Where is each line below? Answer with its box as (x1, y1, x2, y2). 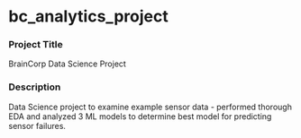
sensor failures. (8, 120, 67, 131)
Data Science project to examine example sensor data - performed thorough (8, 101, 292, 112)
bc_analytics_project (8, 6, 169, 27)
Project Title (8, 39, 64, 51)
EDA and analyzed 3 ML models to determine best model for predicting (8, 110, 272, 122)
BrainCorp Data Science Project (8, 58, 127, 69)
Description (8, 81, 61, 93)
